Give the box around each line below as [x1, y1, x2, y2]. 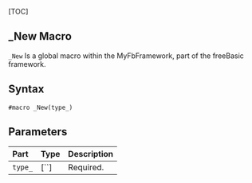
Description [67, 149, 114, 160]
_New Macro [8, 29, 72, 43]
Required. [67, 162, 104, 173]
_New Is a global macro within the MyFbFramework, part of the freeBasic [8, 51, 245, 60]
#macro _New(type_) [8, 103, 73, 111]
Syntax [8, 83, 45, 96]
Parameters [8, 125, 68, 138]
